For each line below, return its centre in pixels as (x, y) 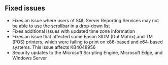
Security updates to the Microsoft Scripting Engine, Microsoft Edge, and (87, 52)
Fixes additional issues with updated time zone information (74, 31)
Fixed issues (25, 8)
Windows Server (29, 58)
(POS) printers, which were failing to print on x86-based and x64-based (87, 42)
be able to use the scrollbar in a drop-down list (61, 26)
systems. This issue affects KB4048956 (54, 47)
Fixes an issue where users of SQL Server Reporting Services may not (86, 20)
